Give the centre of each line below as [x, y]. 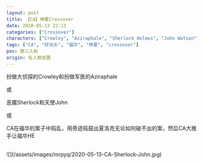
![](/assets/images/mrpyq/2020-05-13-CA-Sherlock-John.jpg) [84, 154]
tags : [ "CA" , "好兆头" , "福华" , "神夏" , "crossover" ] [73, 45]
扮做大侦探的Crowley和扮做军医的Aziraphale [62, 77]
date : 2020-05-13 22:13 [36, 26]
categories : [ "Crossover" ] [40, 32]
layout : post [23, 13]
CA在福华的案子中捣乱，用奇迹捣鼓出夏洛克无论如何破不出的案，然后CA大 [99, 128]
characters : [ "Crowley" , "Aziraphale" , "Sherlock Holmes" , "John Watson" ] [103, 39]
